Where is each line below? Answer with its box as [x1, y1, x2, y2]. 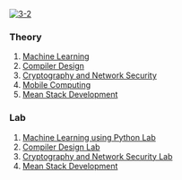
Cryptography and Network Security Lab [22, 150, 173, 161]
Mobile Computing [22, 80, 91, 90]
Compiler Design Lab [22, 141, 100, 152]
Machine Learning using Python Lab [22, 132, 157, 142]
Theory [9, 30, 42, 43]
